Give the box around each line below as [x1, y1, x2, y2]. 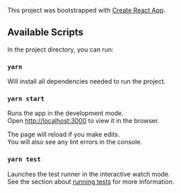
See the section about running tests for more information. [7, 177, 175, 186]
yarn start [7, 95, 45, 103]
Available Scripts [7, 26, 83, 38]
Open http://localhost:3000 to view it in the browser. [7, 117, 160, 125]
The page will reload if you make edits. [7, 130, 120, 139]
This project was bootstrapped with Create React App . [7, 6, 166, 14]
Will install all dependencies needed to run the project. [7, 77, 166, 86]
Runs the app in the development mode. [7, 109, 124, 117]
